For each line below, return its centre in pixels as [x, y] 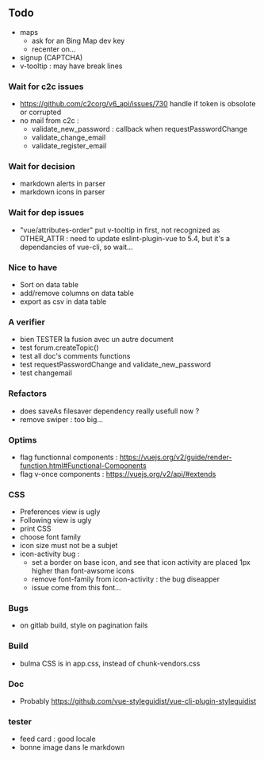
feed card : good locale [58, 739]
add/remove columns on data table [77, 293]
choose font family [50, 537]
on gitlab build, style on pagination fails [84, 625]
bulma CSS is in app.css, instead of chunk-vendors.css [110, 663]
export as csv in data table [63, 301]
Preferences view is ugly [60, 512]
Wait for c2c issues [46, 86]
